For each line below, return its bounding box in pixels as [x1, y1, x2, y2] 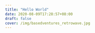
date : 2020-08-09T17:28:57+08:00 [5, 12, 73, 16]
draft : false [5, 16, 32, 21]
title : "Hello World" [5, 7, 49, 12]
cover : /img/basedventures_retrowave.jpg [5, 20, 91, 26]
